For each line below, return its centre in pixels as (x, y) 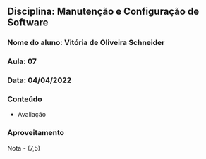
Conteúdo (25, 99)
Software (28, 23)
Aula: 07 (22, 61)
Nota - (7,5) (24, 148)
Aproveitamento (36, 133)
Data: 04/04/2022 (40, 80)
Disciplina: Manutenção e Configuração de (103, 12)
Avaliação (32, 115)
